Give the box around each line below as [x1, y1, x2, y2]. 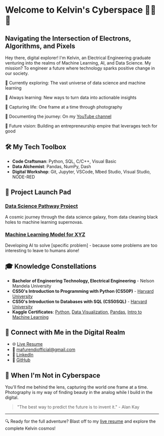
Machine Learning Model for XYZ [5, 231, 85, 238]
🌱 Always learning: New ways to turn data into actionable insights [5, 95, 137, 100]
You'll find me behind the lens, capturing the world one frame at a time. [5, 384, 148, 390]
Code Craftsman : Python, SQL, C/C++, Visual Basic [12, 158, 117, 164]
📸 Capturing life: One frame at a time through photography [5, 104, 123, 109]
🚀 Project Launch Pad [5, 188, 71, 196]
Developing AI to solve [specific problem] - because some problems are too [5, 242, 158, 248]
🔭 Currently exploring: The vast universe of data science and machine [5, 80, 145, 86]
